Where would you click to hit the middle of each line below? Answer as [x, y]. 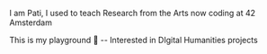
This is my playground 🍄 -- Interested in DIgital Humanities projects [133, 40]
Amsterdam [31, 22]
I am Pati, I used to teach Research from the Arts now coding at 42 [133, 13]
